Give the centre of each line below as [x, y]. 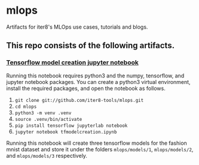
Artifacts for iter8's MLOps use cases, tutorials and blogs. [77, 27]
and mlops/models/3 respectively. [47, 155]
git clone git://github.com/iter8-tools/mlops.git [79, 100]
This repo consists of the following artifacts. [91, 46]
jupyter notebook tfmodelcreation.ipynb [66, 132]
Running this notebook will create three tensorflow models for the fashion [97, 143]
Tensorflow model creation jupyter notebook [72, 63]
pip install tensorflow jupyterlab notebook [71, 126]
